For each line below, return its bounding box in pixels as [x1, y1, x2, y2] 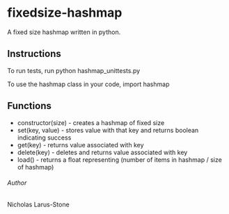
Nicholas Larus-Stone [7, 200, 70, 208]
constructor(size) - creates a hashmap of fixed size [17, 118, 165, 126]
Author [7, 179, 27, 187]
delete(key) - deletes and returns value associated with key [17, 148, 188, 156]
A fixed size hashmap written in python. [7, 28, 121, 36]
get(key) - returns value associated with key [17, 140, 144, 149]
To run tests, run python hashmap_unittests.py [7, 66, 141, 74]
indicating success [17, 133, 72, 142]
